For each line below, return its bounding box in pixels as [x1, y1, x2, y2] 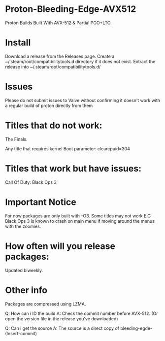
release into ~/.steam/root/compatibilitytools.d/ [5, 64, 101, 69]
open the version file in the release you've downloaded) [5, 315, 118, 321]
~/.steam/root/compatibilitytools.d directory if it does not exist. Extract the [5, 58, 156, 65]
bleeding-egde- [120, 325, 153, 331]
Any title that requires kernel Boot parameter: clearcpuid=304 [5, 145, 131, 151]
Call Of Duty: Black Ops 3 [5, 179, 57, 185]
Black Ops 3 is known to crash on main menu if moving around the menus [5, 218, 155, 224]
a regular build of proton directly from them [5, 102, 93, 108]
